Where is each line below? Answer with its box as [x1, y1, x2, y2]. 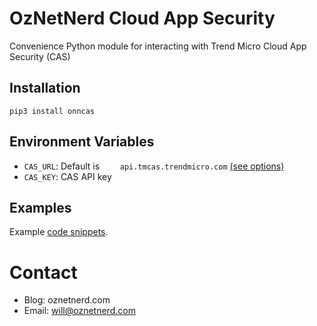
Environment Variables [9, 133, 155, 151]
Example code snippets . [9, 226, 109, 238]
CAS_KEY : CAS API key [23, 170, 112, 182]
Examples [9, 199, 72, 216]
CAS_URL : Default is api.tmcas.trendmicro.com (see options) [23, 160, 285, 172]
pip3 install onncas [9, 106, 96, 116]
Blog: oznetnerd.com [23, 294, 111, 306]
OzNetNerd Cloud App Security [9, 7, 276, 30]
